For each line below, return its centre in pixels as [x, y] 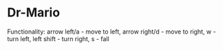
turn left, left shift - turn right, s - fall [58, 38]
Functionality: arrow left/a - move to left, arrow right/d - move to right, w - [111, 32]
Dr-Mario [34, 13]
